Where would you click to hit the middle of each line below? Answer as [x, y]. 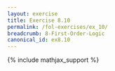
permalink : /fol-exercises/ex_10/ [58, 27]
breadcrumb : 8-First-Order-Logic [56, 33]
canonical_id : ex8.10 [39, 40]
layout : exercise [33, 14]
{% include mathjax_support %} [53, 60]
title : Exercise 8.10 [39, 20]
